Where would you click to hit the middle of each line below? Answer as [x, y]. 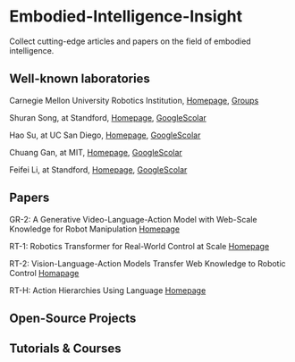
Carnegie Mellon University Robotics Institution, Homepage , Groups [134, 100]
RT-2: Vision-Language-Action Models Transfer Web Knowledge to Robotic [147, 263]
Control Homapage [44, 273]
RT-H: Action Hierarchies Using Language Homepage [108, 290]
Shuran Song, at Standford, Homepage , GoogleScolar [108, 117]
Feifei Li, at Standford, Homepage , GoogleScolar [98, 169]
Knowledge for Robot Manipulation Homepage [95, 229]
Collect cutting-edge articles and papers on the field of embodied [131, 41]
